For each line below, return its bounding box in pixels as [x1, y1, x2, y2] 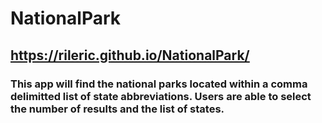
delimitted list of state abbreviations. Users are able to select [10, 89, 312, 103]
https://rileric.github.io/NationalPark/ [10, 47, 250, 64]
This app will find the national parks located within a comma [10, 77, 308, 91]
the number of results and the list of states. [10, 102, 225, 116]
